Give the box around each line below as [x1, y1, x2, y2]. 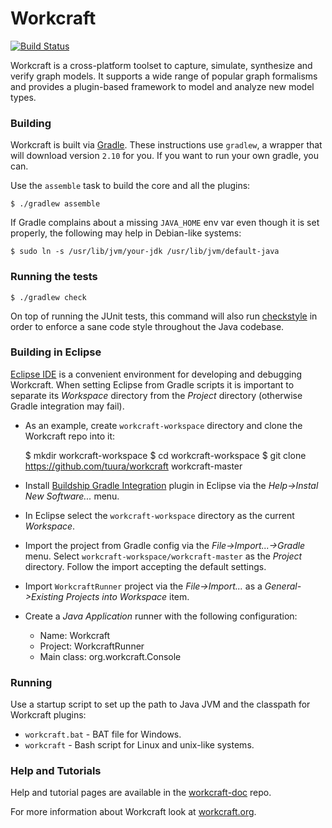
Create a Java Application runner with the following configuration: [24, 610, 298, 622]
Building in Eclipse [10, 345, 102, 359]
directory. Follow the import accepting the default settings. [24, 560, 267, 572]
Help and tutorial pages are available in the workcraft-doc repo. [10, 787, 272, 799]
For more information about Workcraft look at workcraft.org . [10, 806, 257, 818]
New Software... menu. [24, 490, 120, 502]
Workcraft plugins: [10, 709, 87, 721]
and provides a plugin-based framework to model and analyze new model [10, 80, 315, 92]
